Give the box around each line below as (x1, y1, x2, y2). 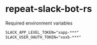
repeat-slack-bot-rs (5, 3, 92, 15)
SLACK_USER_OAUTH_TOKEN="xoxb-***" (5, 34, 82, 40)
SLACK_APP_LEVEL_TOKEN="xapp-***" (5, 30, 80, 35)
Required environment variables (5, 20, 73, 26)
